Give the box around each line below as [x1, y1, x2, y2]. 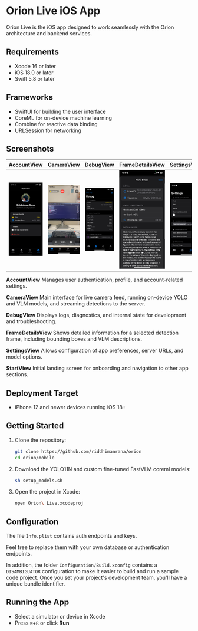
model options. [6, 353, 42, 360]
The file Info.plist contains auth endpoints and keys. [6, 533, 137, 540]
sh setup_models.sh [14, 478, 63, 484]
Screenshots [6, 143, 54, 154]
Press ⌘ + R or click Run [14, 619, 70, 626]
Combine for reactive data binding [14, 120, 98, 127]
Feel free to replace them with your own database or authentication [6, 544, 170, 551]
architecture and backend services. [6, 29, 93, 37]
